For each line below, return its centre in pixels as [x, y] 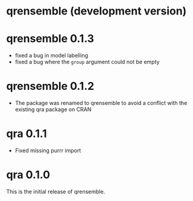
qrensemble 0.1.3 [50, 39]
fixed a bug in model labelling [52, 56]
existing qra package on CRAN [53, 109]
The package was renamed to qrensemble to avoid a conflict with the [101, 103]
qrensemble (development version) [96, 11]
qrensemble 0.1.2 [50, 86]
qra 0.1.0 [28, 175]
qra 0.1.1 [27, 134]
